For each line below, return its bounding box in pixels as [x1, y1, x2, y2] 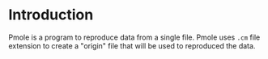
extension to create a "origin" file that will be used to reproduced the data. [8, 40, 256, 50]
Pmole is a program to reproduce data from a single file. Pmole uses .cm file [8, 32, 261, 42]
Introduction [8, 6, 94, 24]
